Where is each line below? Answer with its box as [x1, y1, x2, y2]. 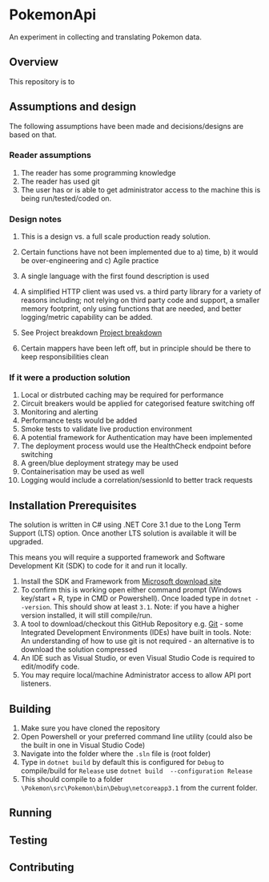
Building [9, 702, 51, 715]
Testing [9, 833, 48, 847]
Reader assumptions [9, 150, 91, 161]
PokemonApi [9, 6, 97, 24]
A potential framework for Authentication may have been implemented [20, 433, 253, 443]
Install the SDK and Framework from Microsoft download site [20, 577, 222, 586]
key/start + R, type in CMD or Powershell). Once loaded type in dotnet [20, 593, 252, 603]
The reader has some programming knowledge [20, 168, 176, 177]
